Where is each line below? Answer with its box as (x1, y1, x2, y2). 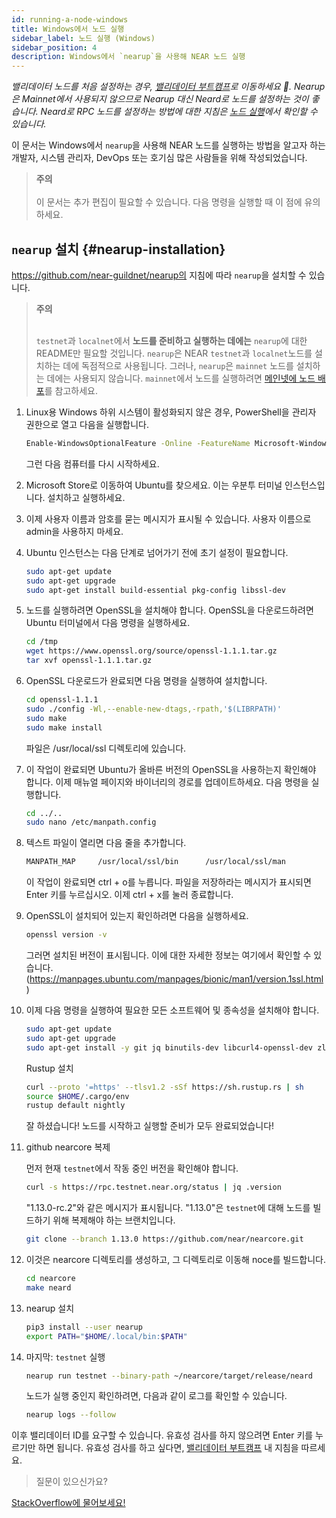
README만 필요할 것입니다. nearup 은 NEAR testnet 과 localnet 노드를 (35, 347, 313, 359)
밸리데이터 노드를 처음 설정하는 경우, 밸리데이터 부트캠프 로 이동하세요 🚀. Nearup (11, 81, 326, 93)
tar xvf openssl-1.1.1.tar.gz (25, 656, 153, 666)
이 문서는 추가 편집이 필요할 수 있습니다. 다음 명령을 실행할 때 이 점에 (35, 196, 303, 208)
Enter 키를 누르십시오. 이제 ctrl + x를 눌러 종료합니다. (25, 889, 234, 901)
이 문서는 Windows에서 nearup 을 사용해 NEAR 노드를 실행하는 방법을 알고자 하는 (11, 139, 326, 151)
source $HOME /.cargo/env (25, 1091, 130, 1101)
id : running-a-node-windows (11, 14, 129, 25)
